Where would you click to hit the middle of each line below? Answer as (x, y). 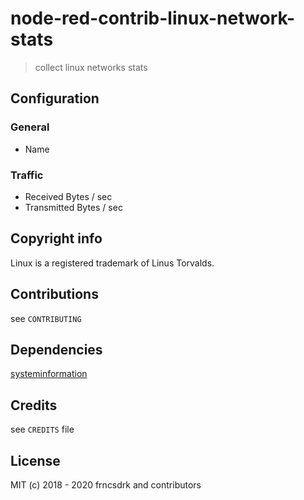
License (35, 460)
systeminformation (49, 374)
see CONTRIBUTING (46, 318)
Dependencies (56, 349)
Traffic (27, 175)
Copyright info (56, 238)
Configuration (55, 98)
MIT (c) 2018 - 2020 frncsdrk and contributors (106, 484)
